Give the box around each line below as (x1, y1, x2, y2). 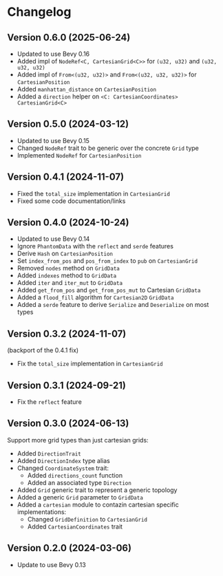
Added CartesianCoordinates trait (27, 522, 123, 531)
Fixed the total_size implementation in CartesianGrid (17, 189, 171, 198)
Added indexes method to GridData (17, 271, 117, 279)
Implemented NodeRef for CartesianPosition (17, 151, 142, 159)
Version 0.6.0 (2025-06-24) (7, 32, 131, 43)
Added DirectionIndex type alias (17, 456, 110, 465)
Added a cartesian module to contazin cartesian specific (17, 500, 179, 509)
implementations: (17, 507, 67, 516)
